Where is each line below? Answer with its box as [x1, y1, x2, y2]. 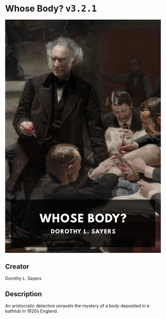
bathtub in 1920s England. [5, 308, 58, 314]
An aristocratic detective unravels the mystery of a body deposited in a [5, 303, 150, 309]
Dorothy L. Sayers [5, 276, 42, 282]
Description [5, 289, 42, 298]
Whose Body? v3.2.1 [5, 3, 97, 14]
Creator [5, 262, 30, 271]
